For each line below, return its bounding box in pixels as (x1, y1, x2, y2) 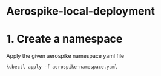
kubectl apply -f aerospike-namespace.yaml (6, 64, 118, 71)
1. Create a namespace (6, 32, 123, 46)
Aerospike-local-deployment (6, 4, 156, 18)
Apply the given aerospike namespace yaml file (6, 52, 125, 60)
